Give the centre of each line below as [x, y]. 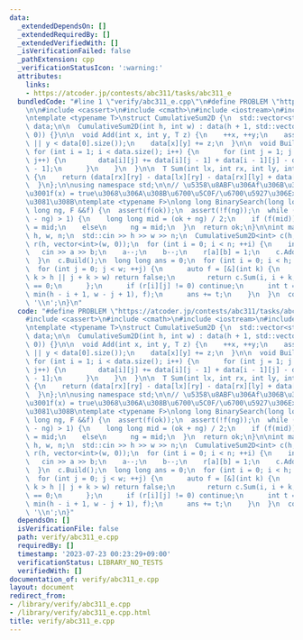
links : [38, 85]
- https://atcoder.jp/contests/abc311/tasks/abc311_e [129, 93]
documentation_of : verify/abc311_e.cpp [84, 579]
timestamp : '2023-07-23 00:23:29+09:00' [94, 554]
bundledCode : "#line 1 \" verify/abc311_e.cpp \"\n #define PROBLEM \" [149, 101]
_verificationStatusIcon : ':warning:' [91, 69]
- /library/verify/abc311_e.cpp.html [80, 613]
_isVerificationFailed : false [74, 51]
